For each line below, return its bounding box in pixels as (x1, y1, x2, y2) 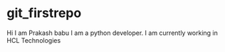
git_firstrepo (6, 5, 82, 21)
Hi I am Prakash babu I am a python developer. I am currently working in (6, 28, 219, 37)
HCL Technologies (6, 36, 61, 44)
